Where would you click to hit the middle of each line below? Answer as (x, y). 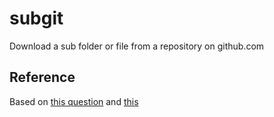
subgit (36, 18)
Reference (42, 77)
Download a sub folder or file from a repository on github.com (137, 46)
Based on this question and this (74, 101)
